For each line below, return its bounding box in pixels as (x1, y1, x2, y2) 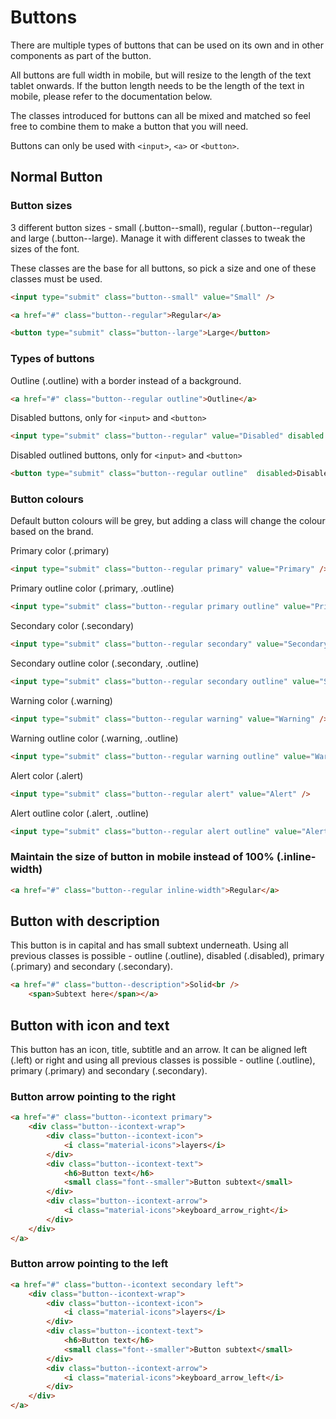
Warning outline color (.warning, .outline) (10, 732, 179, 744)
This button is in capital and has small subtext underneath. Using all (10, 939, 289, 951)
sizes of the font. (10, 242, 80, 255)
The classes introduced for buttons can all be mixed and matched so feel (10, 109, 311, 121)
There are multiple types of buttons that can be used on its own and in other (10, 39, 324, 51)
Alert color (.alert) (10, 769, 84, 781)
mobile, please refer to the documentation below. (10, 90, 213, 102)
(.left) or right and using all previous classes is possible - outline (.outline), (10, 1054, 316, 1066)
